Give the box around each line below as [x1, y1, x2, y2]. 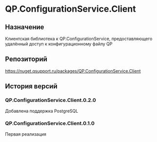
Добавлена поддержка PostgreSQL [5, 108, 78, 114]
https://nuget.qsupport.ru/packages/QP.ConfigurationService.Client [5, 68, 141, 74]
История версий [5, 82, 58, 91]
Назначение [5, 23, 44, 31]
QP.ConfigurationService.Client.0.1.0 [5, 120, 95, 127]
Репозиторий [5, 55, 48, 63]
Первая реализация [5, 131, 46, 137]
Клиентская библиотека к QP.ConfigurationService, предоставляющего [5, 36, 153, 41]
